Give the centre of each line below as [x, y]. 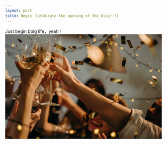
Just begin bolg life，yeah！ [34, 31]
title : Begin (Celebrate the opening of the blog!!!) [62, 16]
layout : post [19, 10]
